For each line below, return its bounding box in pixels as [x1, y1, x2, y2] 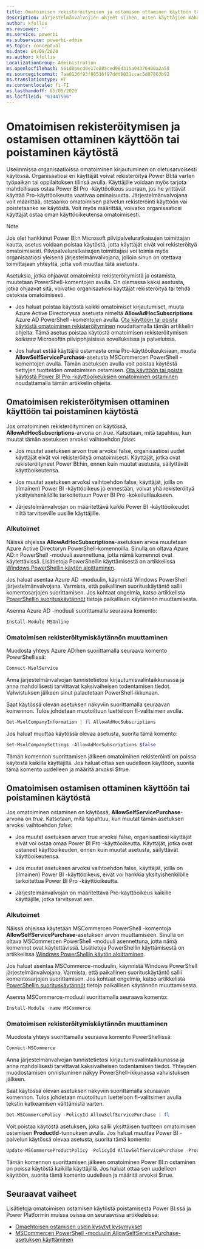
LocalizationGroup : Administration [6, 60, 97, 66]
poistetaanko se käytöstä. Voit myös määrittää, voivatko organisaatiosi [6, 204, 182, 211]
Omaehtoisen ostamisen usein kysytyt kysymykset [15, 1223, 143, 1230]
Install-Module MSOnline [6, 619, 69, 625]
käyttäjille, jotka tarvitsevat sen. [15, 896, 94, 903]
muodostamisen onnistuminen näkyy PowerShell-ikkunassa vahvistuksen [6, 1069, 190, 1076]
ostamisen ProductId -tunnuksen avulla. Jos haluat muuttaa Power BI [6, 1129, 178, 1136]
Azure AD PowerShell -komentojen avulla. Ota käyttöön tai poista [15, 316, 178, 323]
